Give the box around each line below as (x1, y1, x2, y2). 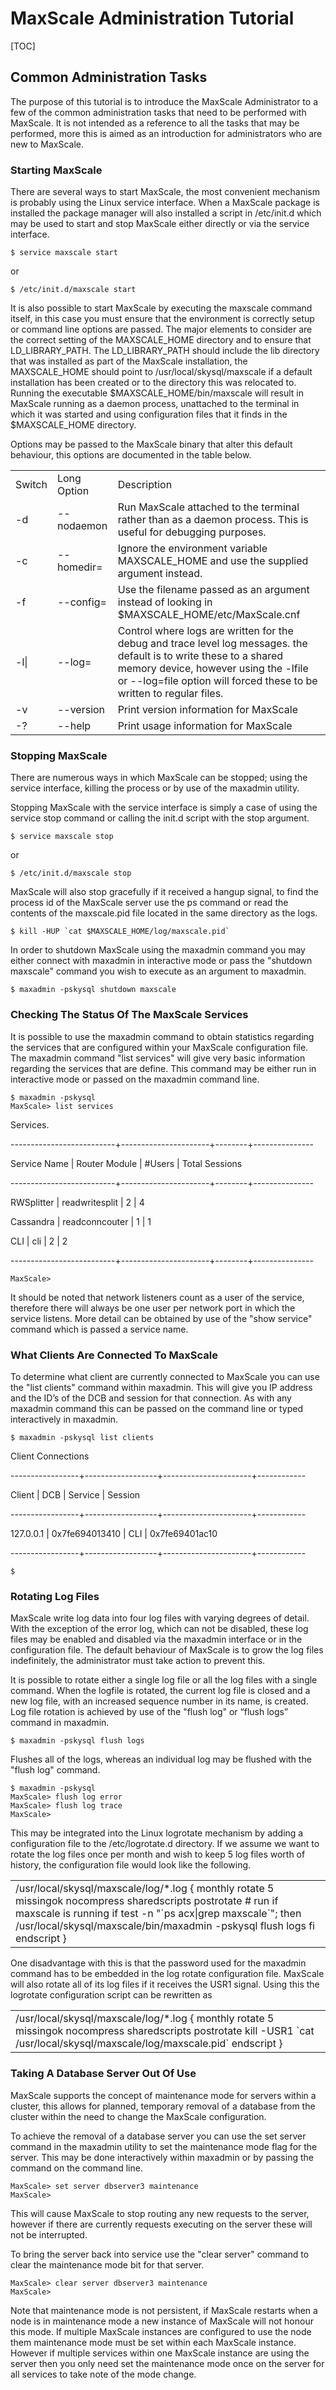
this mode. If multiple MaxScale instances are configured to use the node (10, 2325, 312, 2337)
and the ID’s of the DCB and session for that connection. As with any (10, 1392, 292, 1404)
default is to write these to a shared (117, 649, 284, 663)
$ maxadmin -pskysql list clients (10, 1432, 155, 1442)
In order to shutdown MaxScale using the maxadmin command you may (10, 944, 306, 956)
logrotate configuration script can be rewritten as (10, 1989, 213, 2001)
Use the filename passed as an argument (117, 583, 310, 597)
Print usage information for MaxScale (117, 719, 293, 733)
